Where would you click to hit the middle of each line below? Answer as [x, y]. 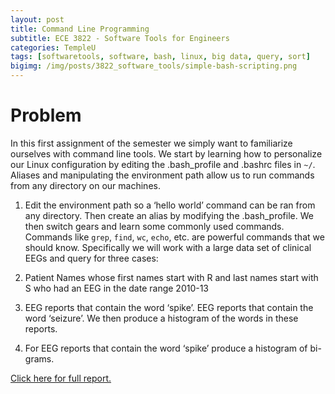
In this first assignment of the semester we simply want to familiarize [151, 143]
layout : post [37, 19]
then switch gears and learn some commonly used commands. [154, 226]
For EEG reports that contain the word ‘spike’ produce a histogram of [166, 348]
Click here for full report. [61, 378]
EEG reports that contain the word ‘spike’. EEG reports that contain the [169, 307]
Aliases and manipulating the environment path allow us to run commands [162, 175]
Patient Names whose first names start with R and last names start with [171, 277]
